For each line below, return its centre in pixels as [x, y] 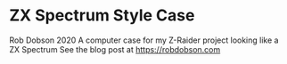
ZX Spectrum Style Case [102, 16]
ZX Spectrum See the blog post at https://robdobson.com [115, 49]
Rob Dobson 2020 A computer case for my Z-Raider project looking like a [144, 40]
